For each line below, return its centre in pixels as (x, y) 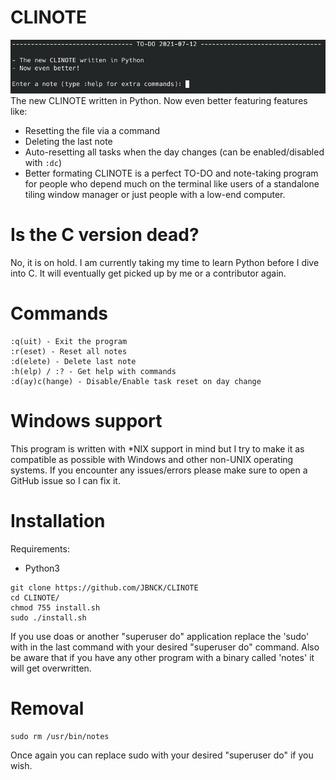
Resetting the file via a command (92, 131)
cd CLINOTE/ (35, 598)
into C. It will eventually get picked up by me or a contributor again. (148, 273)
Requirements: (40, 549)
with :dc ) (43, 163)
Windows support (86, 421)
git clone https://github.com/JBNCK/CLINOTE (104, 588)
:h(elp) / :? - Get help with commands (93, 372)
